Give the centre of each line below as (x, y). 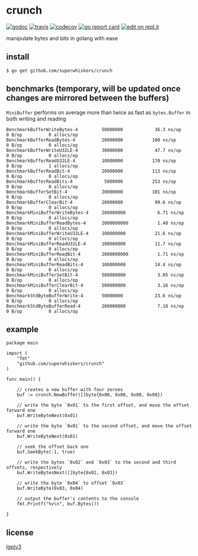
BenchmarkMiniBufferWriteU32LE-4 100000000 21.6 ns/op (94, 233)
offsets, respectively (34, 468)
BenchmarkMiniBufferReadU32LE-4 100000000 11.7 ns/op (94, 244)
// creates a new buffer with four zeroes (70, 390)
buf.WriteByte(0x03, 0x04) (50, 488)
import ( (17, 354)
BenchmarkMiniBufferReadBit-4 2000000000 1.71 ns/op (95, 254)
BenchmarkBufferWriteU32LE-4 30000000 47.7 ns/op (94, 150)
